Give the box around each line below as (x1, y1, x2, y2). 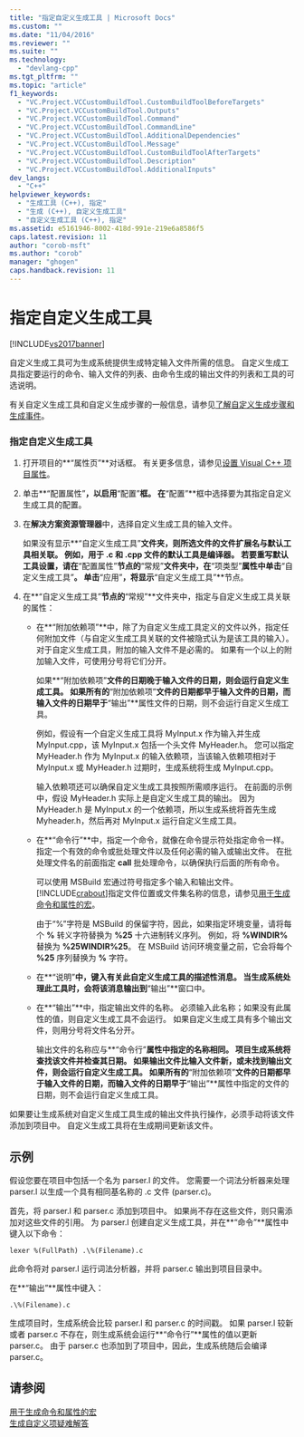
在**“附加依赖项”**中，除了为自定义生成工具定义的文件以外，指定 (35, 622, 281, 632)
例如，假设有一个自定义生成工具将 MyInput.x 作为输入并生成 (35, 728, 261, 739)
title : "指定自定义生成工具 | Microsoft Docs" (9, 13, 176, 23)
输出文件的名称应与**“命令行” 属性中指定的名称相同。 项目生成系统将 (35, 1044, 291, 1056)
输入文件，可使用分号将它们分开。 (43, 656, 172, 667)
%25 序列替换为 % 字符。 (35, 952, 133, 963)
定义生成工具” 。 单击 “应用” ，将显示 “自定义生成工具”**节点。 (22, 572, 249, 583)
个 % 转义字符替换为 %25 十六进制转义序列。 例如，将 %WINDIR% (35, 930, 288, 940)
